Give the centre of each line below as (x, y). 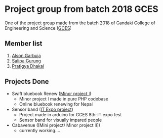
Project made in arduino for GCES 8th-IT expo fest (70, 114)
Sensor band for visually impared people (61, 120)
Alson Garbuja (26, 55)
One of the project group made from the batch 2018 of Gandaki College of (80, 23)
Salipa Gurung (26, 61)
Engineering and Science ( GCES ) (38, 28)
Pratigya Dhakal (28, 66)
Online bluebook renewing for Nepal (56, 104)
